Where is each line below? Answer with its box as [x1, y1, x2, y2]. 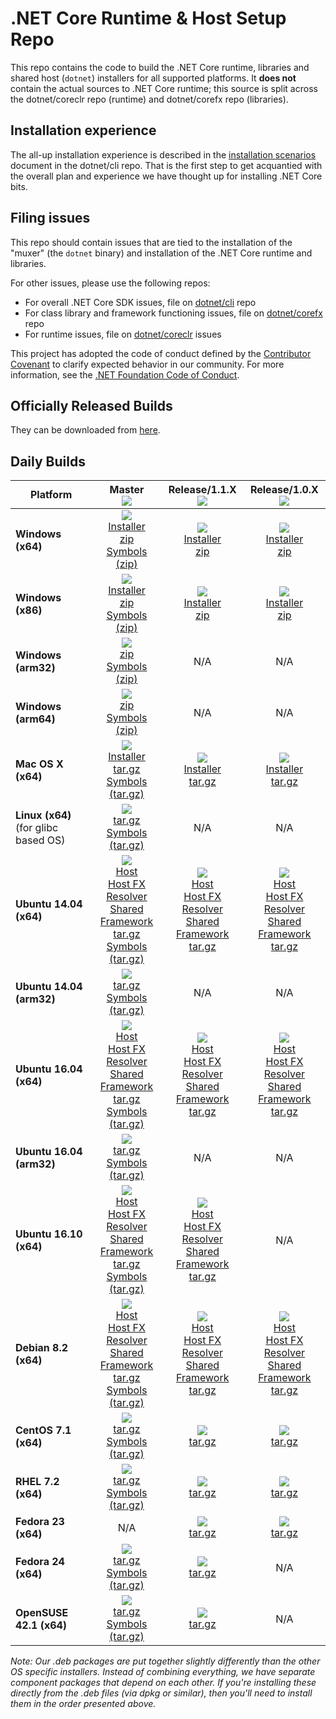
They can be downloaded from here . [10, 424, 161, 436]
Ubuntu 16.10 [15, 1227, 83, 1241]
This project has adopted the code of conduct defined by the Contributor [10, 347, 312, 359]
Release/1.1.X [168, 483, 237, 497]
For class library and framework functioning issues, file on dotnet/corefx [24, 307, 323, 319]
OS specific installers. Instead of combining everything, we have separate [10, 1666, 316, 1678]
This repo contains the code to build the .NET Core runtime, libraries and [10, 61, 310, 73]
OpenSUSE [15, 1606, 69, 1620]
